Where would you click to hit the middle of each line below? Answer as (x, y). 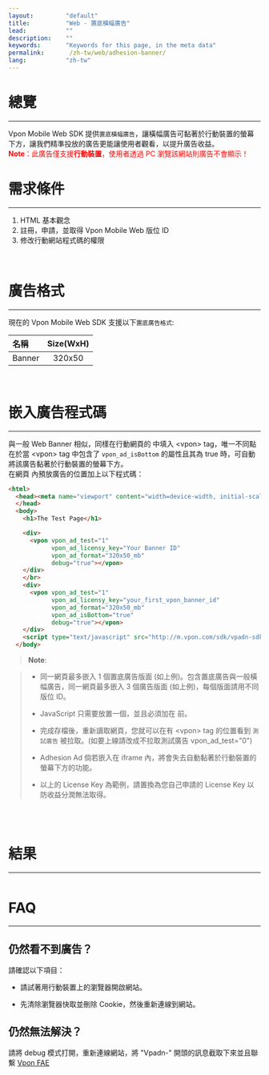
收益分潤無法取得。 (78, 794)
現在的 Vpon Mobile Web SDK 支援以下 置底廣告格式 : (91, 322)
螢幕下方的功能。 (68, 768)
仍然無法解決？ (45, 1032)
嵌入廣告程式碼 (58, 412)
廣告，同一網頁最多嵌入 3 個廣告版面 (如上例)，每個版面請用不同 (153, 686)
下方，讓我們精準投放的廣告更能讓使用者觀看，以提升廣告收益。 (113, 143)
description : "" (41, 38)
